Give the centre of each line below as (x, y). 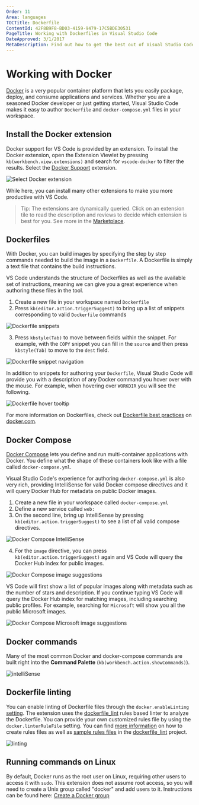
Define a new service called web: (54, 509)
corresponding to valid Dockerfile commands (70, 314)
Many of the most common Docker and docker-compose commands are (94, 656)
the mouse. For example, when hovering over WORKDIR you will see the (91, 386)
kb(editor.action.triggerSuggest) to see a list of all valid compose (97, 521)
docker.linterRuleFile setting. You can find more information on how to (94, 726)
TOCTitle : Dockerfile (33, 23)
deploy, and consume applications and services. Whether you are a (88, 97)
